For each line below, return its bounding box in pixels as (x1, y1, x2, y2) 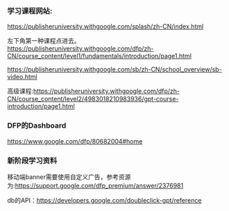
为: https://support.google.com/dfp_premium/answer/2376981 (7, 181, 184, 189)
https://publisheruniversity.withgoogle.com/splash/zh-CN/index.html (7, 22, 204, 31)
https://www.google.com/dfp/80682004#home (7, 137, 143, 145)
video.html (7, 73, 37, 81)
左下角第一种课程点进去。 (7, 37, 80, 45)
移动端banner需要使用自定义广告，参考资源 (7, 172, 131, 181)
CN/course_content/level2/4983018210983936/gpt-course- (7, 95, 179, 103)
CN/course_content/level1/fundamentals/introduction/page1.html (7, 52, 192, 60)
